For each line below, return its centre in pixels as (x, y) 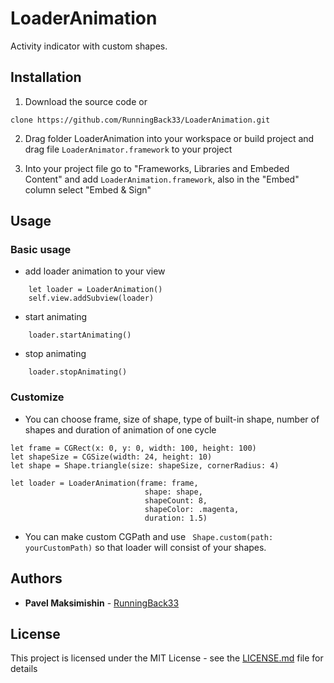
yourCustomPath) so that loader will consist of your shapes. (145, 547)
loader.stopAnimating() (78, 372)
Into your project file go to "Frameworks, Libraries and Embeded (157, 168)
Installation (46, 77)
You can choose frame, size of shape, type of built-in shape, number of (172, 419)
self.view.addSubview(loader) (91, 298)
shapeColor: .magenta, (192, 509)
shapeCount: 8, (176, 500)
